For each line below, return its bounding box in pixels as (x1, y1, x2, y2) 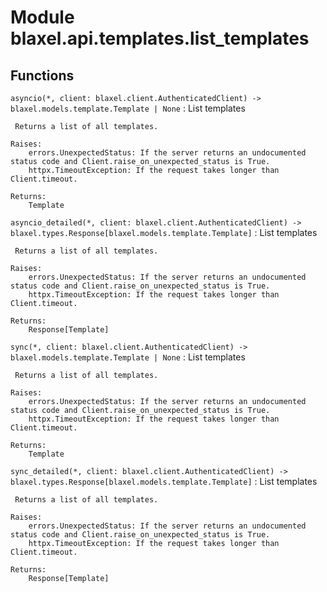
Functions (10, 67, 75, 84)
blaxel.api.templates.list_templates (10, 27, 310, 50)
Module (10, 6, 75, 29)
